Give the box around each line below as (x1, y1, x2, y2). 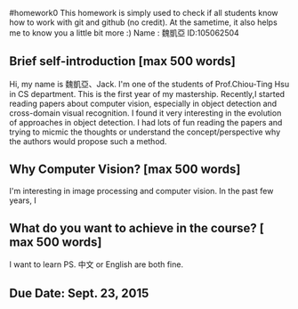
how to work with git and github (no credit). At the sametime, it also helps (9, 17, 278, 28)
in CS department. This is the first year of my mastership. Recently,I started (9, 88, 286, 99)
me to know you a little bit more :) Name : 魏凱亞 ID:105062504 (9, 28, 240, 38)
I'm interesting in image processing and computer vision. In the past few (9, 185, 274, 196)
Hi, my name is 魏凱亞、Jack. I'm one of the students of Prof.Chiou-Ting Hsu (9, 78, 290, 89)
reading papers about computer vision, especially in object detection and (9, 98, 278, 109)
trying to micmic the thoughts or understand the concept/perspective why (9, 126, 281, 137)
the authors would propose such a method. (9, 135, 167, 146)
